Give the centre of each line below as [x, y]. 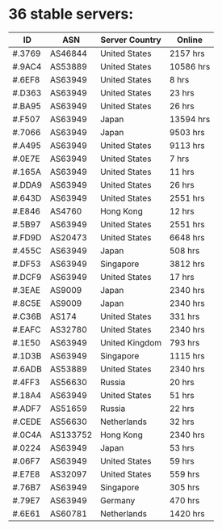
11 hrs [182, 172]
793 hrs [184, 342]
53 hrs [182, 447]
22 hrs [182, 408]
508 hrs [184, 250]
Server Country [131, 40]
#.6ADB [27, 369]
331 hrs [184, 316]
